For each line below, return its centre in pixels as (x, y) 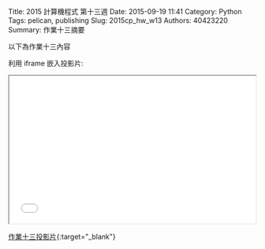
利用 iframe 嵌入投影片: (46, 63)
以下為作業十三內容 (39, 46)
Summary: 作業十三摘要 (47, 30)
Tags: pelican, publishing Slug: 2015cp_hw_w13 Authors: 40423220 (118, 20)
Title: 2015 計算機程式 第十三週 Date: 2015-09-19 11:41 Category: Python (125, 11)
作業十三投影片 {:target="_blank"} (62, 236)
